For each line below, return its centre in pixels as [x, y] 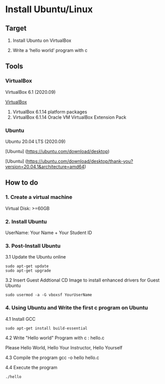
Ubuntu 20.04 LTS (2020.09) [36, 141]
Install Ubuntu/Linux [49, 9]
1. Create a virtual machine [39, 197]
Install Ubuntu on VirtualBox [42, 40]
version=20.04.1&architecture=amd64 [45, 166]
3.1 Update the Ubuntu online [36, 257]
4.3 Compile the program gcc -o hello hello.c [52, 357]
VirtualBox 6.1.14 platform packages [50, 112]
